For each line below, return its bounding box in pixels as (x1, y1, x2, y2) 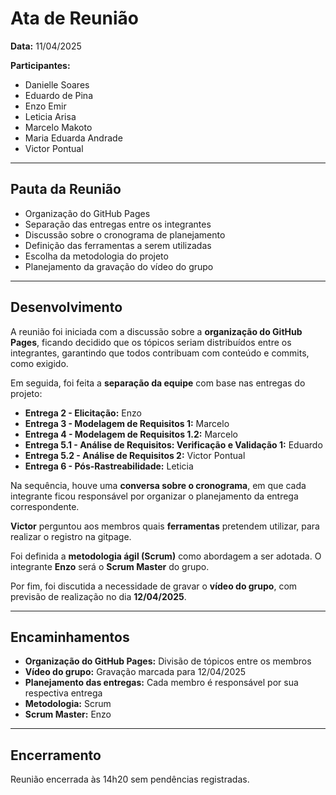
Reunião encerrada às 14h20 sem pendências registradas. (10, 773, 250, 786)
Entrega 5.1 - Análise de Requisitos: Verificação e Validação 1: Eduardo (24, 438, 323, 451)
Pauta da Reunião (10, 181, 122, 198)
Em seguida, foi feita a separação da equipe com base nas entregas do (10, 377, 306, 389)
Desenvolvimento (10, 299, 123, 316)
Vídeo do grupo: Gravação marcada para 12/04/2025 (24, 666, 247, 678)
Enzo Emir (24, 100, 67, 112)
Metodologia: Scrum (24, 698, 112, 710)
